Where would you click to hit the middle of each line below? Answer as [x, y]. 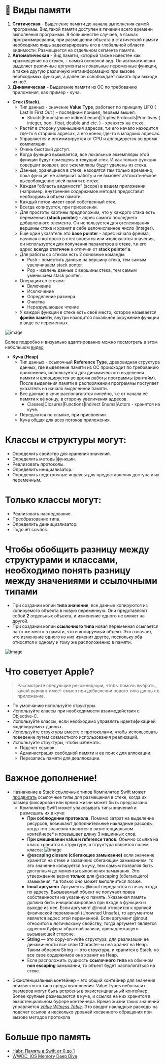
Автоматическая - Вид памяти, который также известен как [76, 55]
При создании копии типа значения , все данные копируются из [80, 605]
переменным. [27, 480]
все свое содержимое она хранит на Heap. [72, 955]
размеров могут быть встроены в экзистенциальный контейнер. [81, 991]
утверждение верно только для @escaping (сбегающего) [88, 876]
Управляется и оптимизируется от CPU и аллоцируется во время [88, 139]
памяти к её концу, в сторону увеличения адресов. [74, 399]
